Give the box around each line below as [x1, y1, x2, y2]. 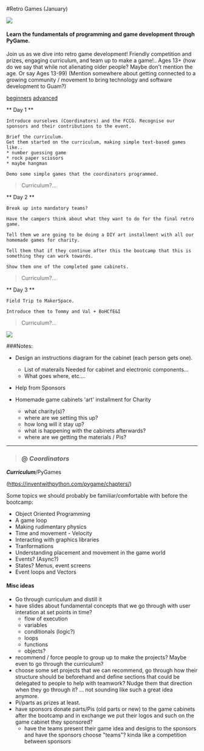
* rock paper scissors [6, 155, 64, 162]
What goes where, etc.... [24, 372, 86, 380]
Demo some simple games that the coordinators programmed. [6, 171, 159, 177]
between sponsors [24, 738, 71, 745]
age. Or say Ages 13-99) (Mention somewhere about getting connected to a [6, 70, 196, 77]
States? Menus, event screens [15, 561, 91, 569]
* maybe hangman [6, 160, 47, 166]
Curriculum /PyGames [6, 468, 62, 476]
